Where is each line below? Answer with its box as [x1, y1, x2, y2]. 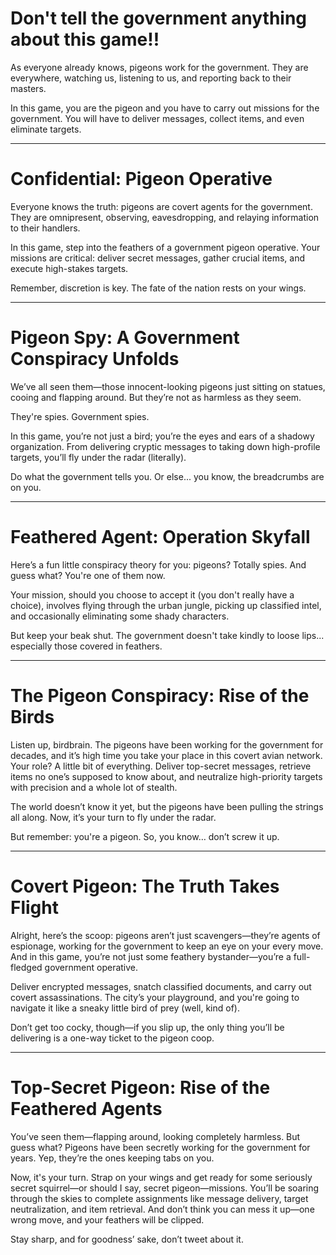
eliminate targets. [10, 123, 82, 135]
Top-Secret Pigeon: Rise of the [10, 1076, 271, 1099]
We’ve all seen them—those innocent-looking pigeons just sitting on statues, [10, 380, 326, 392]
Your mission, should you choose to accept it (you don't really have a [10, 588, 295, 601]
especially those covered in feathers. [10, 640, 163, 652]
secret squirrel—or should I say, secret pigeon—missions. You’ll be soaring [10, 1182, 320, 1194]
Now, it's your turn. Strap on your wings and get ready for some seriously [10, 1171, 313, 1183]
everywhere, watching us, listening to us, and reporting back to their [10, 72, 292, 84]
